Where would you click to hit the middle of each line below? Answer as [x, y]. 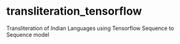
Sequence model [28, 34]
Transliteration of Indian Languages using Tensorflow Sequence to [90, 28]
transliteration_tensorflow [74, 11]
